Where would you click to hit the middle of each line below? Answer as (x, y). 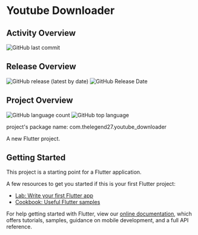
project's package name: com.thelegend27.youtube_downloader (87, 127)
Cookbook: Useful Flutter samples (58, 202)
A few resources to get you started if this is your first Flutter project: (91, 184)
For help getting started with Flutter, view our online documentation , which (99, 214)
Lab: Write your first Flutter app (54, 196)
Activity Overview (41, 33)
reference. (19, 227)
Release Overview (41, 66)
